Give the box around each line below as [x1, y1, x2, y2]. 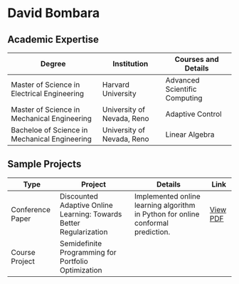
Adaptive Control [165, 109, 222, 119]
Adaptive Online [59, 200, 114, 210]
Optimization [59, 265, 102, 275]
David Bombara [7, 5, 100, 21]
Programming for [59, 247, 117, 257]
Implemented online [134, 191, 201, 201]
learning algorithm [134, 200, 196, 210]
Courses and [174, 55, 219, 64]
